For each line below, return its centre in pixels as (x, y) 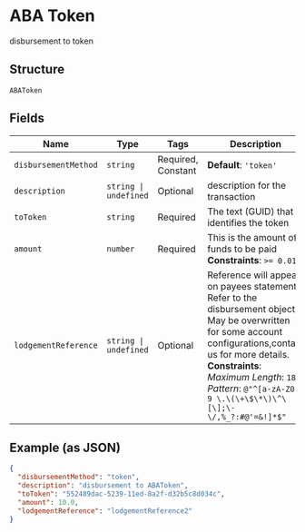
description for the (247, 185)
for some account (245, 331)
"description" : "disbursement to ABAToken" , (103, 486)
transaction (231, 196)
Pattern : (225, 389)
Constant (177, 171)
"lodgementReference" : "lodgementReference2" (105, 511)
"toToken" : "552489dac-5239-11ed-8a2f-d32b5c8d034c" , (121, 494)
